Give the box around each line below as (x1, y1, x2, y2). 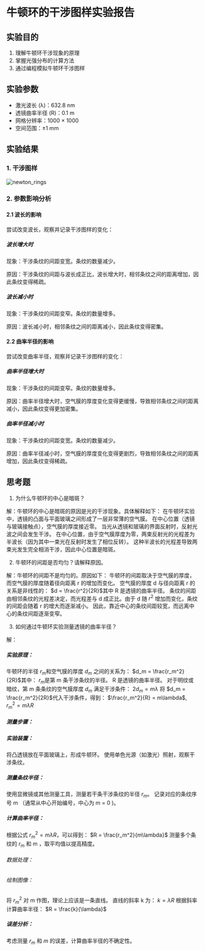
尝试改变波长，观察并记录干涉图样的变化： (6, 226, 113, 233)
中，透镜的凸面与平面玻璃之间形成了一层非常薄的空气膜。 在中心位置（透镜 (6, 515, 195, 522)
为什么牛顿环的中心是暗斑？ (15, 494, 85, 501)
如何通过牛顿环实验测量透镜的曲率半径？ (15, 623, 117, 631)
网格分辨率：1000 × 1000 (15, 117, 79, 124)
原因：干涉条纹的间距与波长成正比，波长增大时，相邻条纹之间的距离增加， (6, 270, 193, 278)
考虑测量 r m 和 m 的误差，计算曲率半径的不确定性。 (6, 937, 135, 945)
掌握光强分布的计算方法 (15, 57, 74, 64)
